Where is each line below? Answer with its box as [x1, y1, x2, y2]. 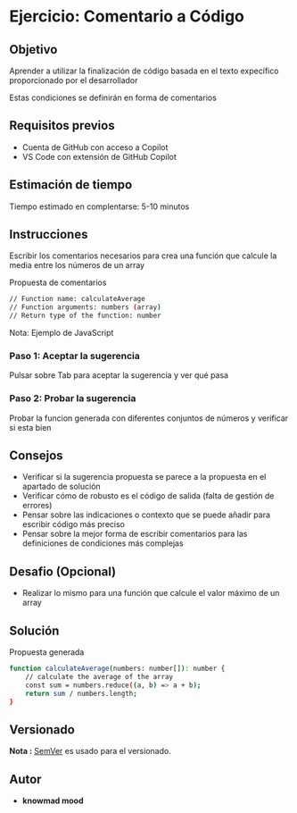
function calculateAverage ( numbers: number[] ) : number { [9, 664, 226, 674]
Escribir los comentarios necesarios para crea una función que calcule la [9, 250, 277, 261]
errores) [21, 500, 53, 511]
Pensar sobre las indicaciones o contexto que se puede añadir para [21, 509, 270, 520]
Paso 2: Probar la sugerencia [9, 392, 136, 405]
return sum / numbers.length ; [25, 689, 138, 698]
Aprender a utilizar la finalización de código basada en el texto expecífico [9, 65, 279, 76]
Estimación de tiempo [9, 177, 133, 193]
